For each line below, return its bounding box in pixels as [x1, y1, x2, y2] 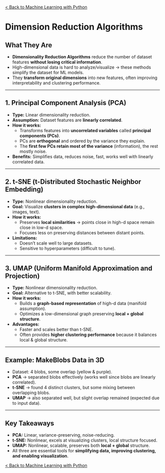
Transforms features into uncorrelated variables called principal [19, 127, 151, 133]
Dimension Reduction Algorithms [5, 22, 143, 32]
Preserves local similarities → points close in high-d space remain [19, 219, 155, 225]
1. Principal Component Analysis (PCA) [5, 99, 127, 107]
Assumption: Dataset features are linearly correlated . [12, 117, 123, 123]
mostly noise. [19, 148, 47, 154]
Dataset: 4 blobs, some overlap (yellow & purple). [12, 369, 112, 375]
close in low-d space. [19, 224, 63, 230]
